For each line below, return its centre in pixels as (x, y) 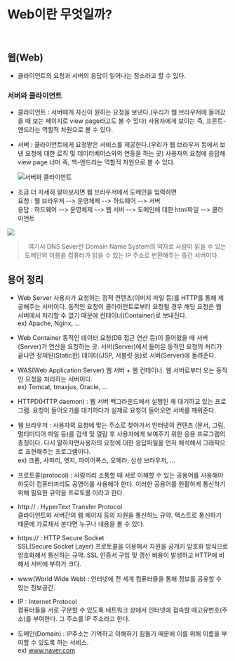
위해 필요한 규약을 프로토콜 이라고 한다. (71, 493)
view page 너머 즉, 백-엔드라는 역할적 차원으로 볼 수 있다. (96, 162)
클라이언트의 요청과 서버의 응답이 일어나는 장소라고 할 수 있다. (102, 76)
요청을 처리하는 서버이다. (59, 379)
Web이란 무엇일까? (60, 14)
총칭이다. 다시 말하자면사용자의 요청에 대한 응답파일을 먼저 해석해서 (109, 443)
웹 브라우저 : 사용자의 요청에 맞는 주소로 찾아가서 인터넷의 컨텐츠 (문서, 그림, (121, 425)
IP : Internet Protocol (47, 602)
